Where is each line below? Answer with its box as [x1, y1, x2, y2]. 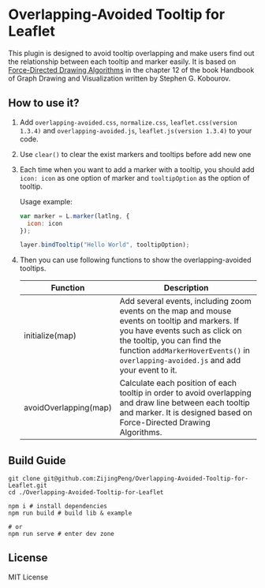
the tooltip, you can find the [119, 335, 222, 346]
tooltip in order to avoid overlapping [119, 388, 252, 399]
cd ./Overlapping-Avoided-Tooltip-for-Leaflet [8, 489, 164, 496]
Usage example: [19, 197, 73, 206]
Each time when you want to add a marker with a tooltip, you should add [19, 164, 255, 174]
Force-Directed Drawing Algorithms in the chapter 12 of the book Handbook [8, 65, 255, 74]
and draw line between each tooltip [119, 397, 250, 408]
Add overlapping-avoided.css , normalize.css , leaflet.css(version [19, 117, 238, 127]
